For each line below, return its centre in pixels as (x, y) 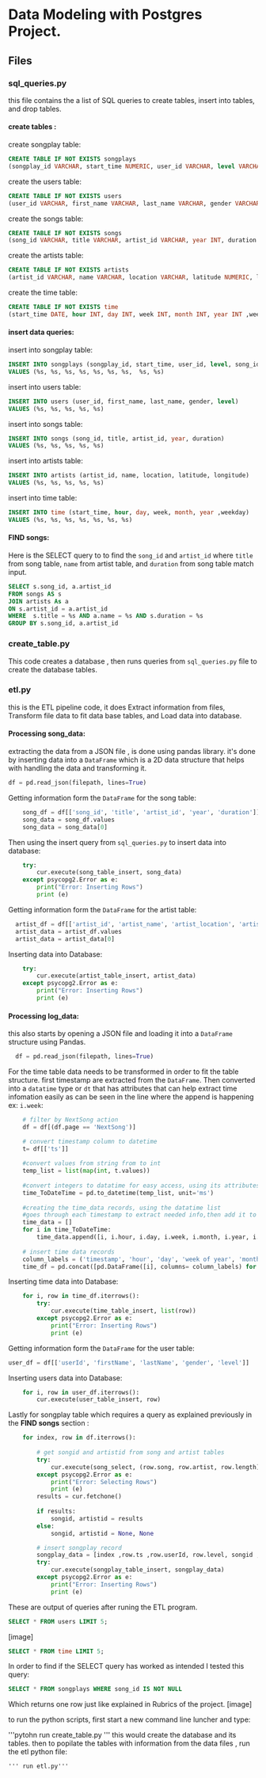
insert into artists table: (46, 461)
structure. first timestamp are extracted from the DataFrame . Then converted (132, 1079)
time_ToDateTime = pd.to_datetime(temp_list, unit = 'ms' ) (118, 1193)
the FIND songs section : (49, 1423)
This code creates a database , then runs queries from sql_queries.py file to (133, 661)
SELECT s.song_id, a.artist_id (60, 586)
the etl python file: (38, 1752)
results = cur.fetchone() (80, 1497)
